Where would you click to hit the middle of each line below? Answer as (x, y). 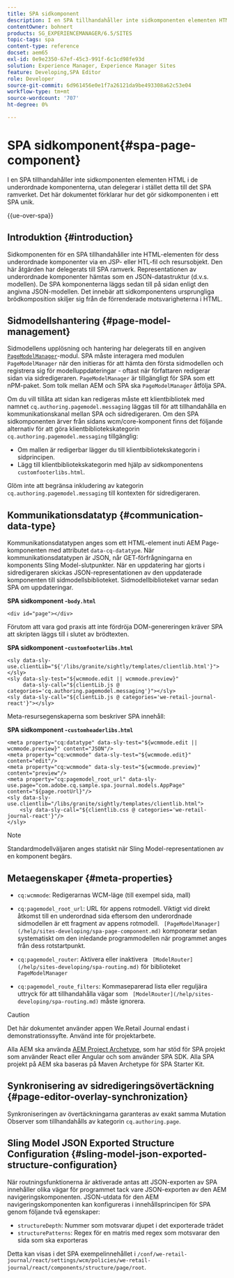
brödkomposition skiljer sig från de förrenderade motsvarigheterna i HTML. (115, 299)
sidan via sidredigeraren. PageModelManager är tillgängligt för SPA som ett (111, 378)
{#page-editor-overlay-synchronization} (98, 1097)
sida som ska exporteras (53, 1240)
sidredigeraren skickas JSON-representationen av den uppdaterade (104, 573)
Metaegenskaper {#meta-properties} (90, 878)
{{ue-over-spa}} (30, 215)
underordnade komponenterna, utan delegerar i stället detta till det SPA (109, 187)
